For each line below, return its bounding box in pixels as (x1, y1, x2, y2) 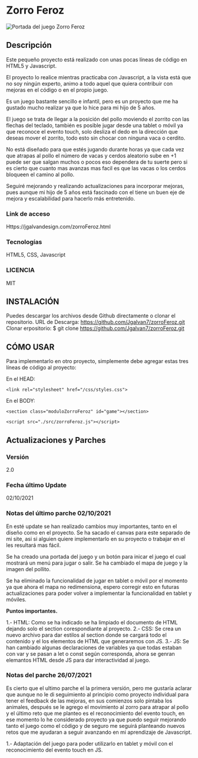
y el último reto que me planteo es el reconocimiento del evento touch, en (6, 710, 185, 717)
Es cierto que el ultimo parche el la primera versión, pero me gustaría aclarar (6, 684, 192, 692)
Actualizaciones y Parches (6, 435, 106, 445)
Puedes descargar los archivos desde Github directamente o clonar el (6, 312, 176, 319)
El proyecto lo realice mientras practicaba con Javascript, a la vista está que (6, 73, 192, 80)
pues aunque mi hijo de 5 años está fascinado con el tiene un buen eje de (6, 189, 185, 196)
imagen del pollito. (6, 565, 51, 572)
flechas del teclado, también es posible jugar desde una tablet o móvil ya (6, 122, 184, 129)
